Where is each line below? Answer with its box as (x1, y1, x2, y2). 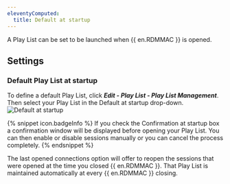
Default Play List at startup (7, 76, 98, 85)
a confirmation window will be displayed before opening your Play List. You (7, 126, 220, 135)
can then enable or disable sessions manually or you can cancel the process (7, 134, 224, 142)
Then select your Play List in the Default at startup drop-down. (7, 99, 184, 107)
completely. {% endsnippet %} (7, 141, 94, 150)
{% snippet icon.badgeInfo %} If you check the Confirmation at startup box (7, 119, 220, 128)
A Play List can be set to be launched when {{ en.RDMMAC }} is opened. (7, 35, 212, 43)
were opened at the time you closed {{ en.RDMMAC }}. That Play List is (7, 162, 208, 170)
